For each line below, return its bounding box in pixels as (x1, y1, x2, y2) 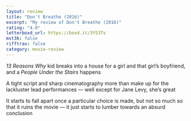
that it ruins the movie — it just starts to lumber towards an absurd (6, 103, 166, 111)
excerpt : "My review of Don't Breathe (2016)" (6, 19, 122, 25)
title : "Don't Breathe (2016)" (6, 14, 83, 20)
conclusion (6, 109, 33, 116)
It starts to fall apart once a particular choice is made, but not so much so (6, 97, 183, 104)
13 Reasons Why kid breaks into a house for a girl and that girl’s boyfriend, (6, 62, 186, 69)
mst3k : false (6, 35, 38, 41)
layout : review (6, 8, 43, 15)
